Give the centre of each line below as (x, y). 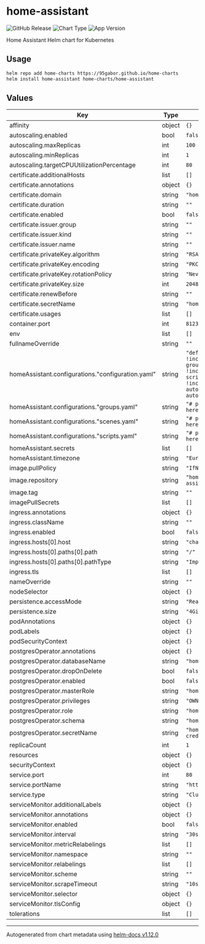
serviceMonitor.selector (44, 894)
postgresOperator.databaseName (57, 661)
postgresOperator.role (41, 711)
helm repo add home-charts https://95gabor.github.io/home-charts (92, 73)
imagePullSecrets (34, 503)
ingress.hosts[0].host (40, 542)
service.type (27, 795)
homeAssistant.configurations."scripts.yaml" (73, 436)
